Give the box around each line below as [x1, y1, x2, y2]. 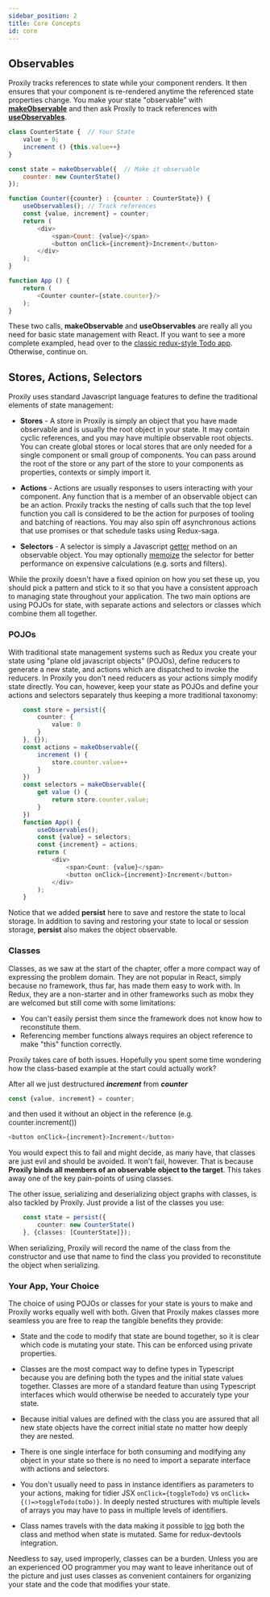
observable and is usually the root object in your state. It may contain [19, 424, 250, 434]
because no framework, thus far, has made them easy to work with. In [8, 980, 241, 990]
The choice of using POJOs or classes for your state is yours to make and [8, 1298, 253, 1308]
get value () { [37, 788, 89, 796]
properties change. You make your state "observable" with [8, 95, 203, 105]
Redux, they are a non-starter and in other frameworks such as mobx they [8, 989, 254, 999]
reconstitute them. [19, 1022, 81, 1031]
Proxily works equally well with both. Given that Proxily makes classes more [8, 1307, 260, 1317]
